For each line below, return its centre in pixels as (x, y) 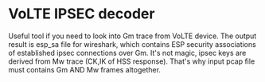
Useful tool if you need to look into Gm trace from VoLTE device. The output (132, 36)
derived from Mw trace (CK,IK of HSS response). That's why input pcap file (132, 61)
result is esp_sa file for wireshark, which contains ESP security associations (132, 44)
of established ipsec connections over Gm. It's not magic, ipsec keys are (127, 53)
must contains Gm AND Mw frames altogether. (85, 69)
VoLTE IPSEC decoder (82, 14)
